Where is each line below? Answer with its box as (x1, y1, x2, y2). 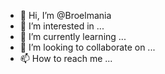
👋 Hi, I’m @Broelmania (19, 10, 112, 21)
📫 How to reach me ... (19, 53, 113, 64)
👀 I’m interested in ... (19, 20, 105, 32)
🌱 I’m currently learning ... (19, 31, 127, 42)
